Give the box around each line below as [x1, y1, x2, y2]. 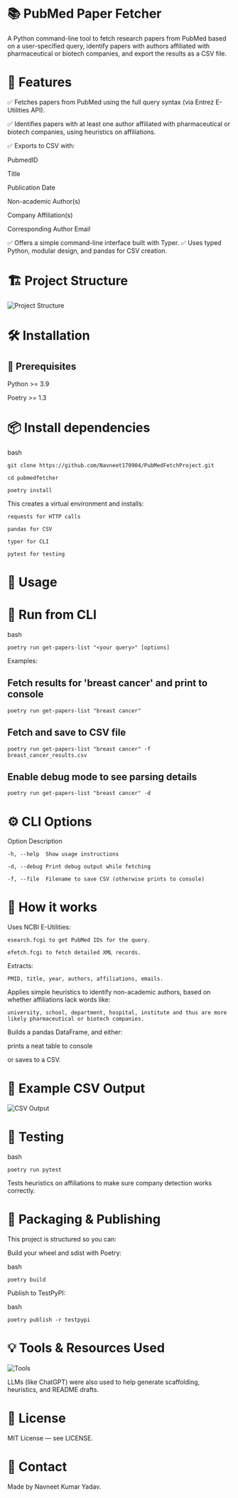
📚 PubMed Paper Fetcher [7, 6, 162, 22]
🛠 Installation [7, 328, 90, 343]
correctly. [7, 1187, 36, 1195]
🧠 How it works [7, 899, 97, 915]
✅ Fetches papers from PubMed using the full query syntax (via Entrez [7, 98, 215, 106]
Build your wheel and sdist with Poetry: [7, 1249, 122, 1257]
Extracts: [7, 962, 33, 970]
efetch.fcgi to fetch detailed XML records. [7, 949, 141, 957]
